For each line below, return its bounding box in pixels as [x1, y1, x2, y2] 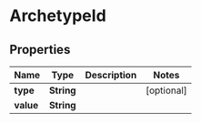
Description [85, 69, 137, 81]
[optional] [145, 84, 188, 97]
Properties [9, 42, 71, 57]
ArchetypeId [9, 5, 106, 26]
